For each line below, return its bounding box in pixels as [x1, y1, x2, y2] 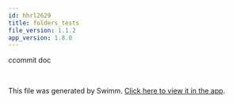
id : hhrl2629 [8, 11, 52, 20]
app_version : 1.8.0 [8, 33, 73, 42]
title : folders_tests [8, 19, 80, 27]
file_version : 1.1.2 [8, 26, 77, 34]
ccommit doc [8, 55, 52, 65]
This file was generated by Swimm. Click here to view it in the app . [8, 86, 226, 96]
